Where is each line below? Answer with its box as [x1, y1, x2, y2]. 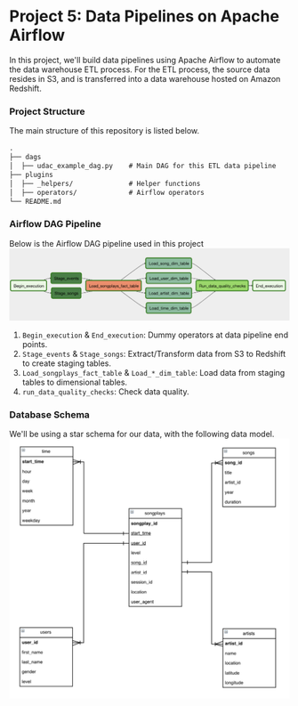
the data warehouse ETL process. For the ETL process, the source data [9, 64, 270, 75]
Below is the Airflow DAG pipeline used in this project [9, 238, 205, 248]
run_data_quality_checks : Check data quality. [21, 385, 189, 397]
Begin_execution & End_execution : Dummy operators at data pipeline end [21, 329, 289, 340]
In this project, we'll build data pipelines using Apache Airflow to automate [9, 54, 281, 65]
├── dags [9, 153, 42, 162]
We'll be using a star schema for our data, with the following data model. [9, 429, 275, 440]
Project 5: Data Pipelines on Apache [9, 6, 280, 27]
